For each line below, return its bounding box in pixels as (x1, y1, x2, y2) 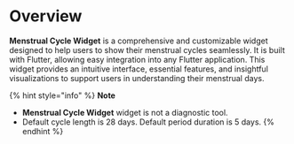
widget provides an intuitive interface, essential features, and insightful (9, 64, 269, 74)
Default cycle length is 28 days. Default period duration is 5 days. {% (21, 117, 275, 127)
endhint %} (21, 125, 64, 136)
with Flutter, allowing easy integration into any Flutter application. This (9, 54, 266, 64)
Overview (9, 6, 83, 27)
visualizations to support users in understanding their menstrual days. (9, 72, 265, 83)
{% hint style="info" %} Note (9, 90, 115, 101)
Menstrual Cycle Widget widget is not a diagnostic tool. (21, 107, 228, 117)
